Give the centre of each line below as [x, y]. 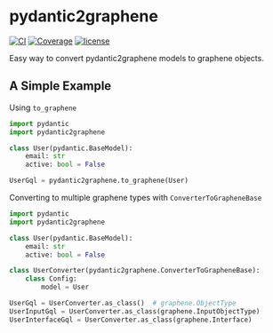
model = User [65, 287]
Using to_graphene [43, 107]
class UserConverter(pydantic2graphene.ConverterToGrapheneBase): [135, 271]
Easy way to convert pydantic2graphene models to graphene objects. [136, 58]
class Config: [51, 279]
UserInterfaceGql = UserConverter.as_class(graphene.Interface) [131, 320]
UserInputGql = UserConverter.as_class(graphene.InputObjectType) [135, 311]
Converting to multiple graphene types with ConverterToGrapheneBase [136, 198]
